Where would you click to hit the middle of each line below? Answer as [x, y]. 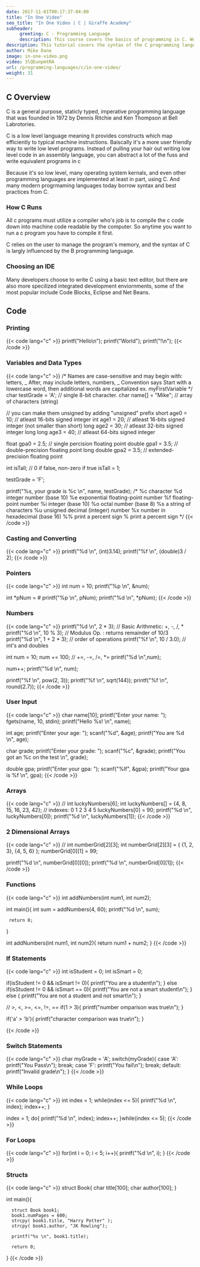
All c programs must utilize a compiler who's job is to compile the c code [95, 220]
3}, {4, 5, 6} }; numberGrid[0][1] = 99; [52, 851]
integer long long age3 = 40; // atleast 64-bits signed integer [81, 432]
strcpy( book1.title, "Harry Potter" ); [62, 1221]
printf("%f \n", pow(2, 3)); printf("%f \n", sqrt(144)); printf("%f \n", [87, 680]
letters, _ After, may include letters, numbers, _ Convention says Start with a [99, 382]
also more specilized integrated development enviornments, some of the [95, 286]
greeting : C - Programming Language [65, 34]
